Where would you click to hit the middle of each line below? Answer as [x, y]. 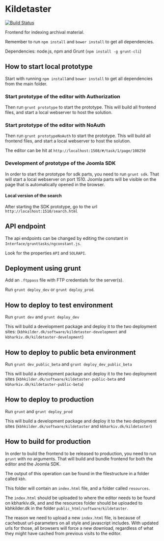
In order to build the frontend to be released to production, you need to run [81, 454]
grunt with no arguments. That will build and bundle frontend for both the [79, 458]
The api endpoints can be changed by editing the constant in [67, 238]
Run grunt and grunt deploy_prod [39, 411]
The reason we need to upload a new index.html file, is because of [73, 517]
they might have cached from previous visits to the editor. [63, 533]
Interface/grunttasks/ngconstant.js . [43, 243]
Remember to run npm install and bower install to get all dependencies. [80, 42]
